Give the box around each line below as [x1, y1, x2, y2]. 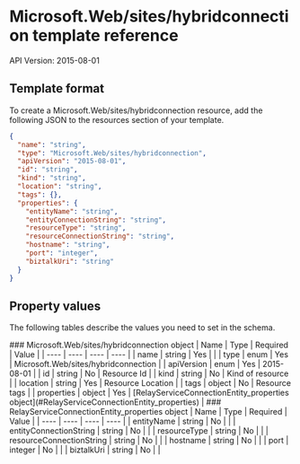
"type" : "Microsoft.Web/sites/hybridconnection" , [17, 148, 207, 158]
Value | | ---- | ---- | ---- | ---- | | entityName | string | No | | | [9, 416, 236, 427]
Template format [9, 81, 105, 96]
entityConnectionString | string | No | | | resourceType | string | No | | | [9, 425, 269, 436]
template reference [32, 25, 179, 46]
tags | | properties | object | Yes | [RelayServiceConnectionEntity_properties [9, 388, 289, 398]
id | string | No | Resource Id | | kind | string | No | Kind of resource [42, 368, 289, 379]
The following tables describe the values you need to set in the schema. [9, 322, 276, 333]
